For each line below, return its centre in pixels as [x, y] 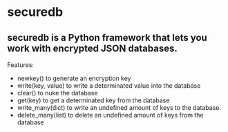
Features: [21, 65]
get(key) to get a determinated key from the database [93, 100]
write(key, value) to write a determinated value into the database [109, 86]
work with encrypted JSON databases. [92, 48]
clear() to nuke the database [57, 93]
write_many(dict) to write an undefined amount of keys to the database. [119, 107]
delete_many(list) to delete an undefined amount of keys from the [110, 115]
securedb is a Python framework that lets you [107, 38]
